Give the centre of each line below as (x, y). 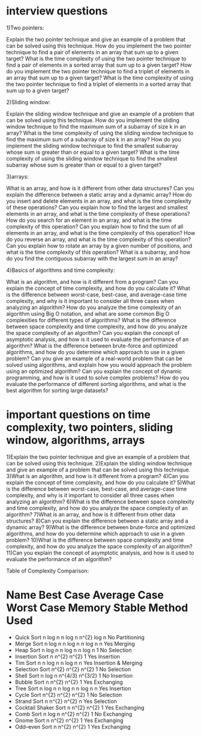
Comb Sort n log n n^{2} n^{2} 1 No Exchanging (73, 714)
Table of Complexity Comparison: (48, 571)
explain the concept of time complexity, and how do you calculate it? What (98, 288)
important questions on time (79, 415)
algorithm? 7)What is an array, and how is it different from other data (91, 514)
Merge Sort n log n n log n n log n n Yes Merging (75, 643)
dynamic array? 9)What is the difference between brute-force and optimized (100, 527)
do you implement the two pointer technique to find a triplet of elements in (98, 71)
